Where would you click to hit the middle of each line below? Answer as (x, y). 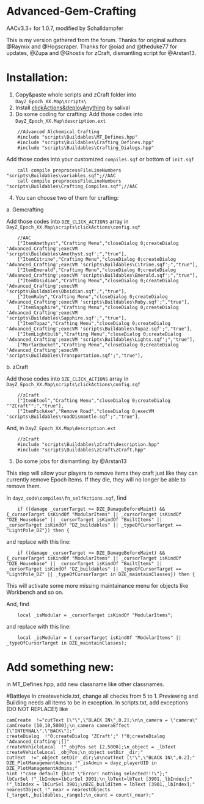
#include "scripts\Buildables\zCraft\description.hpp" (89, 444)
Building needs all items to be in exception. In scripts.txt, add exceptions (97, 702)
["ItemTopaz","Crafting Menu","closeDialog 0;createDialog (94, 323)
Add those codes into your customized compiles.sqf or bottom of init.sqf (100, 159)
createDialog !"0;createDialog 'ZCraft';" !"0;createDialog (86, 736)
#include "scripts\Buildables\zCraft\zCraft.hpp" (82, 450)
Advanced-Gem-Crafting (71, 11)
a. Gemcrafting (25, 210)
